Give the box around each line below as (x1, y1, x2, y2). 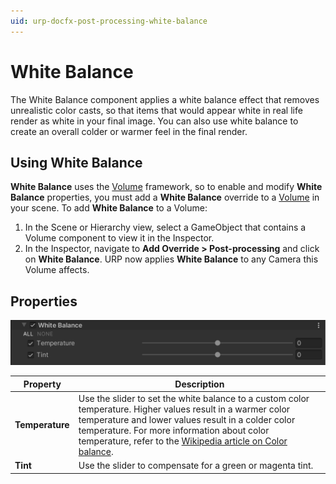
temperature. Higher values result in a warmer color (78, 403, 291, 415)
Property (23, 378, 62, 390)
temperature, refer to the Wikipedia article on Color (78, 435, 288, 447)
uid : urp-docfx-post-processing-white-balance (10, 16, 208, 26)
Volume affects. (24, 264, 90, 276)
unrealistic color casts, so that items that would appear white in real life (10, 104, 303, 116)
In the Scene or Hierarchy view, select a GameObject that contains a (24, 221, 307, 234)
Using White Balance (10, 154, 143, 171)
